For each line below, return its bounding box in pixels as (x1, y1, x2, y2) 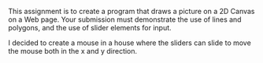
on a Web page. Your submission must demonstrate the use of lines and (8, 15, 242, 24)
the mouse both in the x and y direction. (8, 47, 138, 55)
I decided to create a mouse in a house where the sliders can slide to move (8, 38, 252, 47)
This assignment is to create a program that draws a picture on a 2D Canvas (8, 7, 255, 16)
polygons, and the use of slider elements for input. (8, 23, 172, 32)
